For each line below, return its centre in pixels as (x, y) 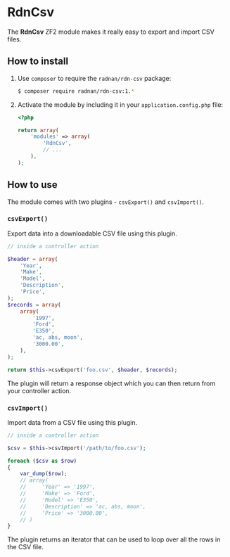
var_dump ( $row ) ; (44, 474)
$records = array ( (34, 305)
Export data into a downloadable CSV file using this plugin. (92, 233)
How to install (38, 62)
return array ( (38, 130)
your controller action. (39, 390)
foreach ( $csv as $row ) (42, 461)
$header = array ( (33, 259)
